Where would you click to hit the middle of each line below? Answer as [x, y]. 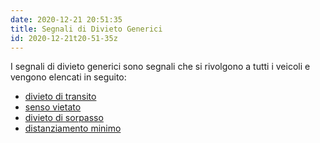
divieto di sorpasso [64, 118]
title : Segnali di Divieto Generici [86, 29]
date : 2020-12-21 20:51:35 [66, 19]
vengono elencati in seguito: [68, 77]
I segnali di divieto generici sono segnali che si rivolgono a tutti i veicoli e [160, 67]
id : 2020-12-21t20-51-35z [64, 38]
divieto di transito [60, 97]
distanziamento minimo [73, 128]
